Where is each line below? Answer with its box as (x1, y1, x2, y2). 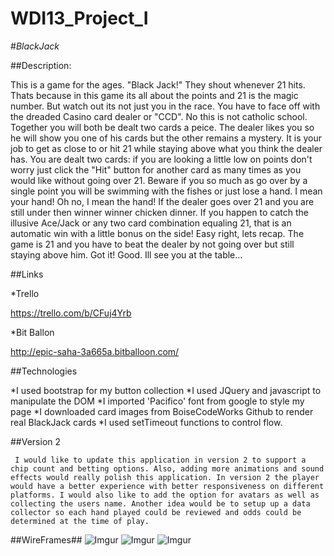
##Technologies (10, 365, 78, 377)
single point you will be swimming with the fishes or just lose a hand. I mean (10, 185, 323, 197)
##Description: (10, 59, 72, 71)
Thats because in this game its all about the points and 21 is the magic (10, 89, 299, 101)
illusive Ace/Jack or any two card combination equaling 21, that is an (10, 217, 292, 229)
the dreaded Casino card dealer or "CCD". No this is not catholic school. (10, 110, 308, 122)
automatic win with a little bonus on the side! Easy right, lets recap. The (10, 227, 305, 239)
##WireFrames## (10, 533, 83, 546)
